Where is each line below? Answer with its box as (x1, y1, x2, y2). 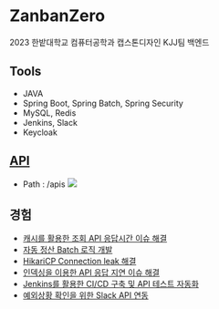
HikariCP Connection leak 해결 (22, 256, 137, 267)
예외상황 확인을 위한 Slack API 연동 (22, 290, 149, 301)
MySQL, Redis (22, 107, 77, 118)
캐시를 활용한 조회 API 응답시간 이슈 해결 (22, 233, 167, 244)
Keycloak (22, 127, 57, 138)
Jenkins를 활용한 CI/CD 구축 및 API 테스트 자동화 (22, 279, 199, 290)
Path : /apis (22, 179, 66, 190)
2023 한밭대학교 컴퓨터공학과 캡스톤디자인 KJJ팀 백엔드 (9, 36, 210, 47)
